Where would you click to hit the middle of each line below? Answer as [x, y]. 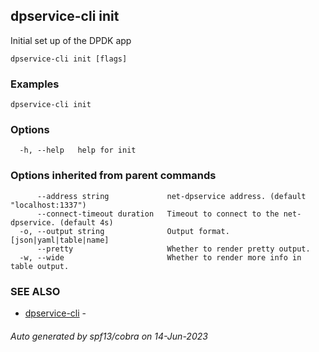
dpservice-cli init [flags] [69, 59]
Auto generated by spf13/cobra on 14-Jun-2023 [109, 336]
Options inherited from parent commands [113, 176]
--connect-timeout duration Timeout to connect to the [158, 214]
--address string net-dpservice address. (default [171, 196]
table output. [40, 266]
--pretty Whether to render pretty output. [173, 249]
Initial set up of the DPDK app [71, 40]
